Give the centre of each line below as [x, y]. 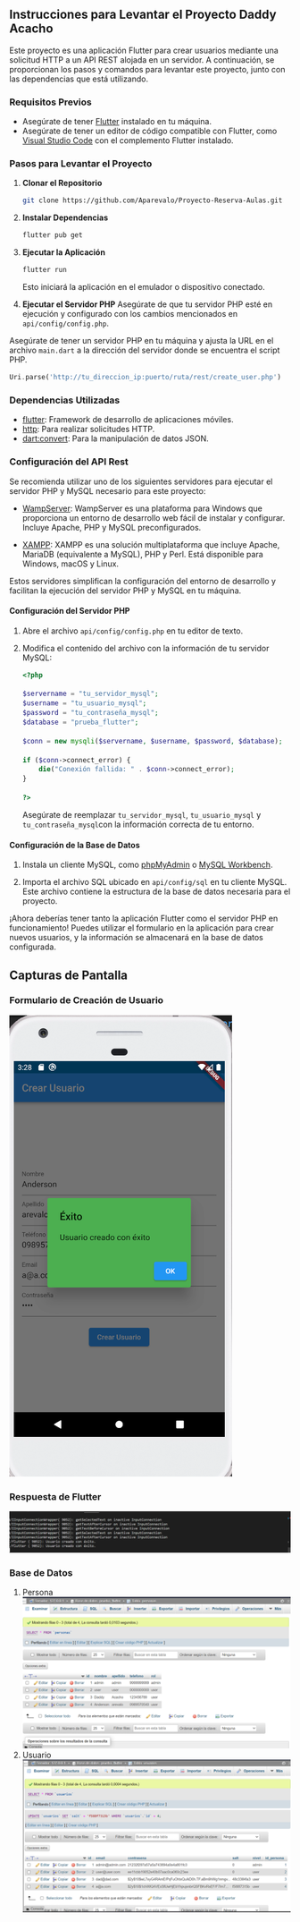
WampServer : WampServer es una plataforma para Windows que [142, 508]
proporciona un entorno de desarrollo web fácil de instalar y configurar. [154, 517]
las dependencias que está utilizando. [79, 79]
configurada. [33, 947]
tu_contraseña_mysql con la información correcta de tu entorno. [138, 824]
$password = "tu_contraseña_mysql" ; [90, 713]
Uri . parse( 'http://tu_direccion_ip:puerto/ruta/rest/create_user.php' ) [145, 378]
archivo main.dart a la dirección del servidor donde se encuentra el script [145, 350]
